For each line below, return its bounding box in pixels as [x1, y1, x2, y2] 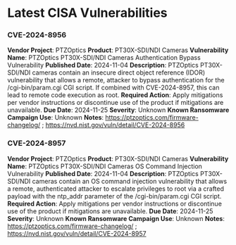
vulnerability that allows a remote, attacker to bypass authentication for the [7, 76, 225, 84]
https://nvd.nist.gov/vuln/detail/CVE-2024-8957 [7, 229, 147, 237]
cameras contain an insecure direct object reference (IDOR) [32, 68, 206, 77]
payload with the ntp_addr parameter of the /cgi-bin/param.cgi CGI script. [7, 191, 222, 200]
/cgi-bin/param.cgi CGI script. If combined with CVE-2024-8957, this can [7, 83, 220, 92]
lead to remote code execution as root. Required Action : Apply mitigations [7, 91, 223, 99]
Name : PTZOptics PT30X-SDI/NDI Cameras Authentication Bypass [7, 54, 201, 62]
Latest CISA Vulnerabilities [7, 5, 168, 21]
